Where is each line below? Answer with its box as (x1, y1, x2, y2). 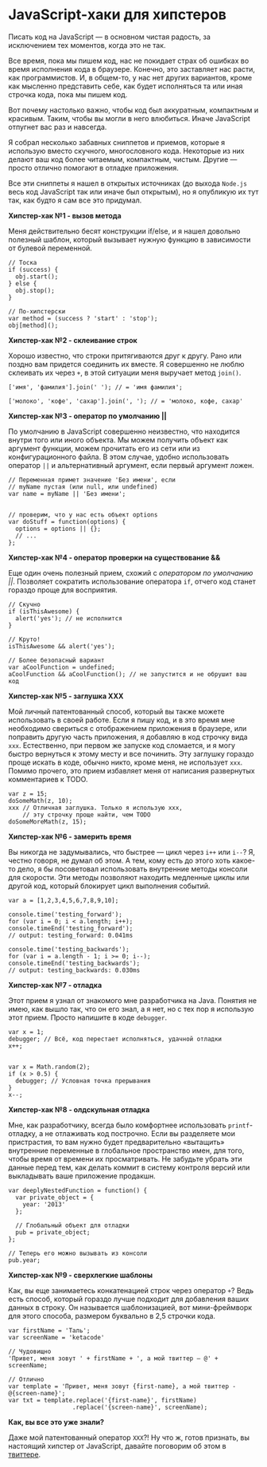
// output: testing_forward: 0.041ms (8, 931, 133, 939)
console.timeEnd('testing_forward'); (8, 924, 133, 932)
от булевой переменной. (8, 243, 93, 253)
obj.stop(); (15, 286, 56, 294)
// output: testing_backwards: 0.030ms (8, 966, 141, 974)
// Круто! (8, 635, 41, 643)
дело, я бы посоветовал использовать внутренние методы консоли (17, 863, 248, 874)
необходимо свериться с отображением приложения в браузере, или (8, 723, 247, 733)
